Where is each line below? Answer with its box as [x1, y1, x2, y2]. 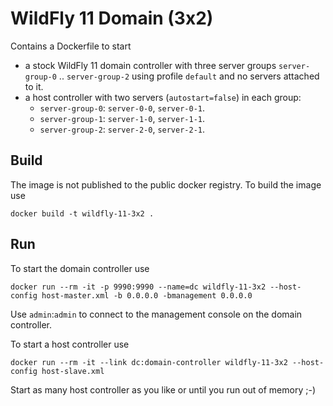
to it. [24, 80, 44, 92]
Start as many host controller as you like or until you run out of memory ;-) [10, 383, 317, 396]
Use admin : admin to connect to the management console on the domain [10, 308, 303, 320]
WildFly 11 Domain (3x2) [10, 7, 214, 30]
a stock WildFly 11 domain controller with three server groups [24, 59, 277, 71]
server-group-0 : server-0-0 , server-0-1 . [39, 102, 206, 114]
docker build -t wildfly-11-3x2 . [10, 208, 155, 219]
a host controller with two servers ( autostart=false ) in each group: [24, 91, 302, 103]
